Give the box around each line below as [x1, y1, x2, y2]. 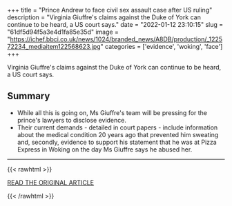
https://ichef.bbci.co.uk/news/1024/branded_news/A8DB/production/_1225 [10, 35, 223, 43]
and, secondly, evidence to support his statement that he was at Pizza [17, 138, 217, 146]
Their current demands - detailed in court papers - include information [17, 123, 218, 132]
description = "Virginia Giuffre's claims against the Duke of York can [7, 13, 202, 21]
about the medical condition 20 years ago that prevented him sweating [17, 130, 219, 138]
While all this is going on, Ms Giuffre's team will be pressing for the [17, 108, 208, 116]
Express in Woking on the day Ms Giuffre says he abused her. [17, 145, 193, 154]
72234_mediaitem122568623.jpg [7, 43, 101, 50]
